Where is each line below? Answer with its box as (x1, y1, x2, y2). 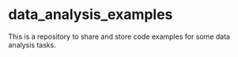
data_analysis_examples (8, 6, 173, 24)
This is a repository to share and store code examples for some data (8, 32, 231, 41)
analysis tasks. (8, 40, 57, 49)
